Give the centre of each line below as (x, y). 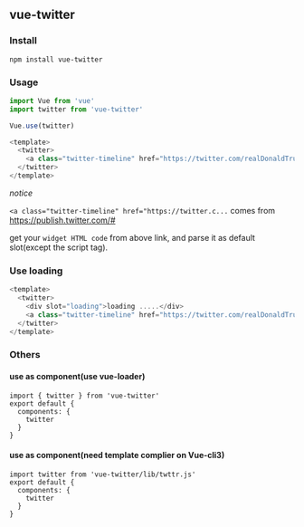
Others (25, 355)
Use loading (36, 271)
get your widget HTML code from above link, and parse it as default (133, 237)
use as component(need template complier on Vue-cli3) (117, 455)
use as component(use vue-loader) (77, 377)
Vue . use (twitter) (42, 126)
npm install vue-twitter (56, 59)
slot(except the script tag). (59, 247)
